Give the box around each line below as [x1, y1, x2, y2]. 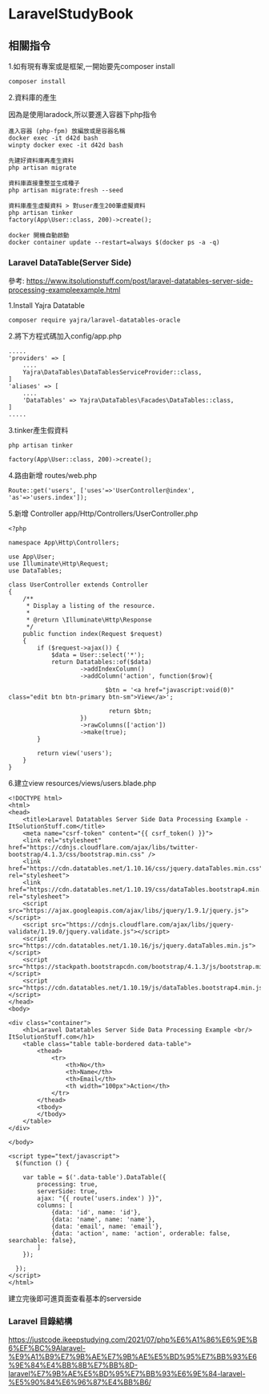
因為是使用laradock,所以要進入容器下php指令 [8, 110, 158, 119]
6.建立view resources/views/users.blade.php [8, 779, 157, 788]
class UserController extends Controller [8, 581, 149, 590]
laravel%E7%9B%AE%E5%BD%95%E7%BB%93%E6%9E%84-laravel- [8, 1368, 246, 1378]
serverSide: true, [37, 1188, 98, 1196]
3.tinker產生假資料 [8, 426, 69, 436]
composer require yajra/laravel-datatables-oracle [8, 316, 181, 325]
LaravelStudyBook [8, 5, 134, 23]
